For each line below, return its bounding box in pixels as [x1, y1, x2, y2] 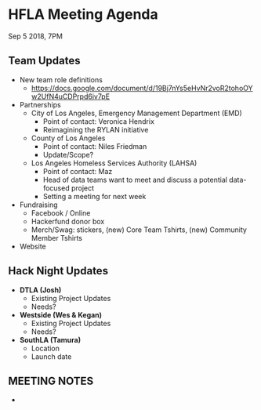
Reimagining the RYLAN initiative [42, 125, 149, 134]
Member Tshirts [31, 233, 82, 242]
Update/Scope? [42, 150, 94, 159]
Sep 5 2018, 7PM [8, 31, 63, 41]
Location [31, 343, 60, 353]
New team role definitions [19, 74, 103, 84]
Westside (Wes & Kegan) [19, 310, 103, 319]
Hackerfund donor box [31, 216, 105, 226]
